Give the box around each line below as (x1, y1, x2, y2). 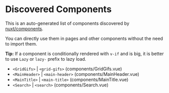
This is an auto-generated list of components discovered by (5, 20, 130, 26)
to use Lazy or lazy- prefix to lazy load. (5, 56, 87, 62)
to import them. (5, 40, 37, 46)
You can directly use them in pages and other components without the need (5, 35, 163, 41)
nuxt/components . (5, 25, 44, 31)
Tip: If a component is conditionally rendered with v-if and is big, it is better (5, 51, 164, 57)
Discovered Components (5, 4, 112, 15)
